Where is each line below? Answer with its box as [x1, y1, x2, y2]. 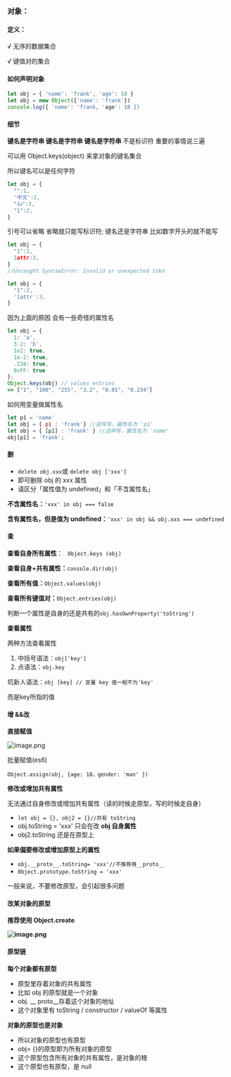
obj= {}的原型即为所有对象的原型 [17, 1045, 113, 1053]
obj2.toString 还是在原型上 [17, 830, 94, 839]
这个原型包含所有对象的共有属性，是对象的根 [17, 1053, 148, 1061]
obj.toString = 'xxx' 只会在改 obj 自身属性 [17, 822, 137, 830]
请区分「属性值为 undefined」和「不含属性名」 [17, 484, 154, 493]
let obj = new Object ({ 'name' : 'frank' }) [7, 97, 131, 104]
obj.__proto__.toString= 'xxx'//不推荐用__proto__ [17, 861, 166, 868]
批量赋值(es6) [7, 756, 48, 764]
